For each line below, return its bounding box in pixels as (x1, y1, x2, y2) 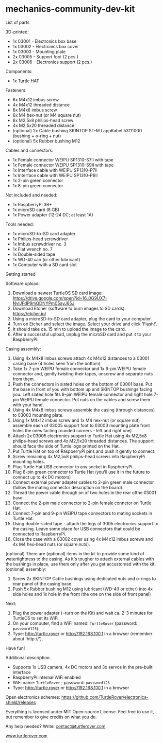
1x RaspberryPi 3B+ (12, 201, 52, 207)
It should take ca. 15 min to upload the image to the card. (12, 326, 126, 332)
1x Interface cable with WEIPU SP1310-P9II (12, 172, 98, 178)
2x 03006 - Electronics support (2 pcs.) (12, 59, 92, 65)
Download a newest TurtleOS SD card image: (12, 290, 103, 296)
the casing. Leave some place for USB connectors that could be (12, 526, 140, 531)
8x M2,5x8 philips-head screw (12, 117, 74, 123)
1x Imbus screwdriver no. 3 (12, 241, 67, 247)
